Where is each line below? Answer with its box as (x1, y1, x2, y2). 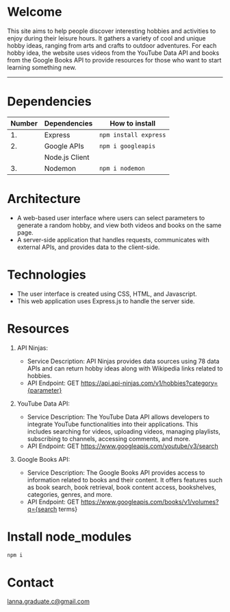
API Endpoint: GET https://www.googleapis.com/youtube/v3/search (27, 442, 218, 450)
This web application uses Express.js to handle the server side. (16, 296, 195, 305)
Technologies (7, 267, 87, 282)
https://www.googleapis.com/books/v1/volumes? (81, 497, 219, 506)
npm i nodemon (99, 164, 145, 172)
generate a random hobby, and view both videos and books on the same (16, 221, 222, 229)
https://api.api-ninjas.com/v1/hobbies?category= (81, 379, 218, 387)
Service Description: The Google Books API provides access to (27, 468, 205, 477)
